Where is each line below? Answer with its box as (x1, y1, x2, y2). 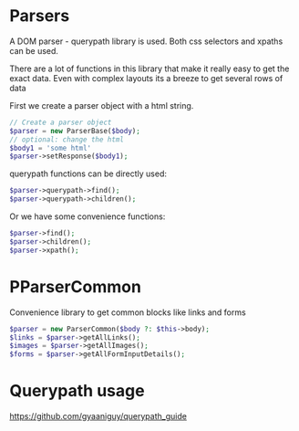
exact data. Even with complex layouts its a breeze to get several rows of (9, 72, 284, 83)
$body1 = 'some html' (9, 143, 92, 152)
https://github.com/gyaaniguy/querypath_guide (9, 411, 187, 422)
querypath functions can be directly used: (9, 168, 167, 179)
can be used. (9, 45, 59, 56)
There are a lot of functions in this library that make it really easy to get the (9, 63, 290, 74)
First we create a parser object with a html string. (9, 100, 194, 110)
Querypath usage (9, 381, 145, 402)
